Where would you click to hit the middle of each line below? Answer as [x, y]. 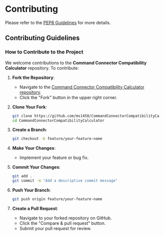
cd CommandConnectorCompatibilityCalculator [58, 120]
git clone [22, 116]
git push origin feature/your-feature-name [57, 199]
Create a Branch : [30, 130]
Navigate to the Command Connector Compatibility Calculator [82, 87]
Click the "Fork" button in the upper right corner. [68, 97]
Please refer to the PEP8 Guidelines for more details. [58, 23]
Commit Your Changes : [36, 167]
